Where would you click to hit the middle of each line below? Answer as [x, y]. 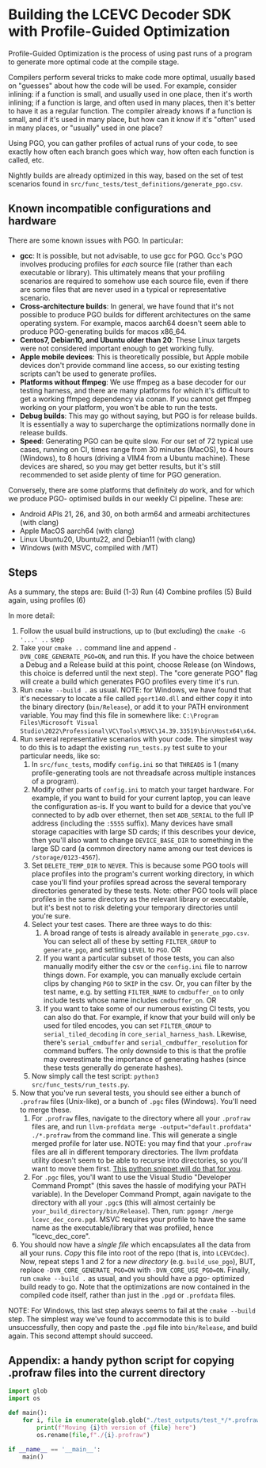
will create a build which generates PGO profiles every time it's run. [129, 681]
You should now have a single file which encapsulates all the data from [135, 1244]
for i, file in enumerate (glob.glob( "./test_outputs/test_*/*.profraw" [143, 1420]
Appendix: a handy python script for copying [122, 1361]
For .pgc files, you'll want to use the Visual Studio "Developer [131, 1177]
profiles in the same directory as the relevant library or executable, [140, 899]
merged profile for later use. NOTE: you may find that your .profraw [141, 1143]
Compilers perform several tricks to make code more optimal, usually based [132, 77]
